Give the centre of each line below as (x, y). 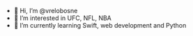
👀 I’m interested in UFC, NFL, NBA (62, 18)
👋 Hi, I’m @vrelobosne (46, 11)
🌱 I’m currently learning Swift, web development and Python (100, 25)
